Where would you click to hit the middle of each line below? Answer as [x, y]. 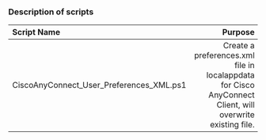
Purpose [238, 32]
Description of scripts [51, 12]
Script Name [36, 32]
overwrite [237, 115]
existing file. [232, 125]
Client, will [236, 105]
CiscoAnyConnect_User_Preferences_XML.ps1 [99, 85]
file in [245, 66]
